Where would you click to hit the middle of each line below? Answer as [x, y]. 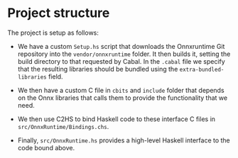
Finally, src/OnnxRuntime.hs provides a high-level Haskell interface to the [124, 140]
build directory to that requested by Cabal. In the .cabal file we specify [121, 61]
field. [56, 77]
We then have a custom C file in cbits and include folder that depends [121, 90]
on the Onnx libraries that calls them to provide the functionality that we [123, 98]
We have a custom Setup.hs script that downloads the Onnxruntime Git [121, 46]
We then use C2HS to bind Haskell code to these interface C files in [116, 119]
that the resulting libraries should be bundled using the [98, 69]
